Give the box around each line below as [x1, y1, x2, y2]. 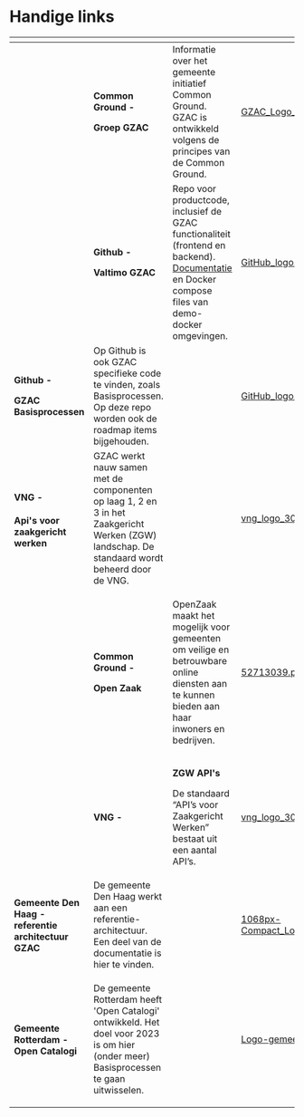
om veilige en [172, 643, 230, 656]
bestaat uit [172, 832, 218, 844]
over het [172, 54, 208, 67]
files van [172, 295, 209, 308]
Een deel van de [93, 935, 162, 948]
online [172, 666, 199, 679]
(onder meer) [93, 1049, 151, 1062]
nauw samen [93, 460, 148, 473]
